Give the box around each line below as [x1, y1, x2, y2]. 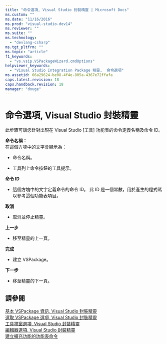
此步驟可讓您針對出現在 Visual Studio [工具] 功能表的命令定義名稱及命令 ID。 [5, 127, 163, 133]
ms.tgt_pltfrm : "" [5, 45, 43, 50]
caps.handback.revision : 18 [5, 82, 64, 87]
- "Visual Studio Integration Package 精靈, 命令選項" [9, 68, 124, 73]
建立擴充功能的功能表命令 [5, 333, 58, 339]
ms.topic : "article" [5, 49, 48, 54]
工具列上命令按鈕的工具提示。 [12, 165, 74, 171]
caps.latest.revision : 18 [5, 77, 59, 82]
